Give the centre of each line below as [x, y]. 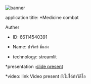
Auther [12, 27]
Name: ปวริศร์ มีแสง [31, 47]
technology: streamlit [35, 57]
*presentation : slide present [34, 66]
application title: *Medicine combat [42, 17]
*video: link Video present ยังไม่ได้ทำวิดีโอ [45, 76]
